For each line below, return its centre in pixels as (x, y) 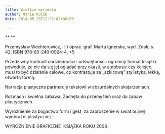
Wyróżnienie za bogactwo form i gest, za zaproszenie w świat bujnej (75, 111)
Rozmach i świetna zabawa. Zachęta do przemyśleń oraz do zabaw (74, 96)
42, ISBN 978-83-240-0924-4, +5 (40, 52)
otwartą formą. (20, 78)
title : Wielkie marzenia (31, 10)
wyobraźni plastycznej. (29, 117)
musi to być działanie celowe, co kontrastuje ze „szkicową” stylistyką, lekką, (83, 72)
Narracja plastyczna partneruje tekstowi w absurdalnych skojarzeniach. (78, 87)
